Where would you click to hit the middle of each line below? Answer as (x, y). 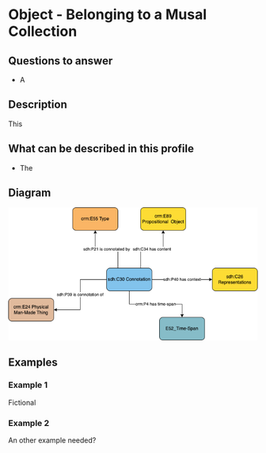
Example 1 (28, 385)
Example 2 (29, 423)
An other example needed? (52, 440)
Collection (43, 31)
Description (38, 105)
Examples (33, 363)
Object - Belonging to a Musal (108, 15)
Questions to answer (61, 61)
